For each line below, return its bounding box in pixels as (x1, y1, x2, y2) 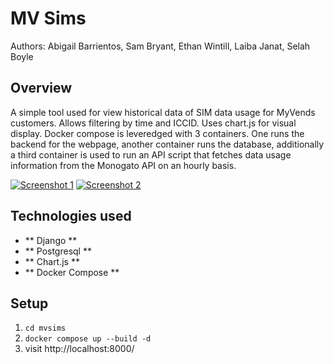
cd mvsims (24, 323, 67, 334)
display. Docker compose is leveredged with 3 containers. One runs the (10, 127, 305, 139)
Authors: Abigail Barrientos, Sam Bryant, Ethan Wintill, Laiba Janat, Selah (10, 40, 311, 52)
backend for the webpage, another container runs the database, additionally (10, 138, 325, 150)
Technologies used (10, 208, 132, 225)
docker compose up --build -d (24, 334, 152, 344)
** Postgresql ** (24, 245, 92, 257)
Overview (10, 80, 73, 97)
